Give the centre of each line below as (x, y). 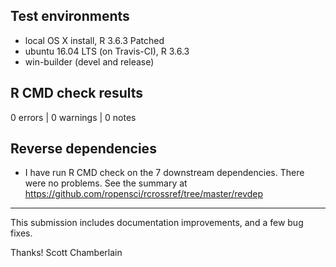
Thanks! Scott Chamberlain (66, 253)
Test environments (70, 16)
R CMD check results (77, 93)
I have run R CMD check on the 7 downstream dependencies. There (164, 173)
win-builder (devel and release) (89, 61)
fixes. (21, 233)
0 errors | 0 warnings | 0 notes (73, 117)
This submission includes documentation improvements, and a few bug (157, 223)
